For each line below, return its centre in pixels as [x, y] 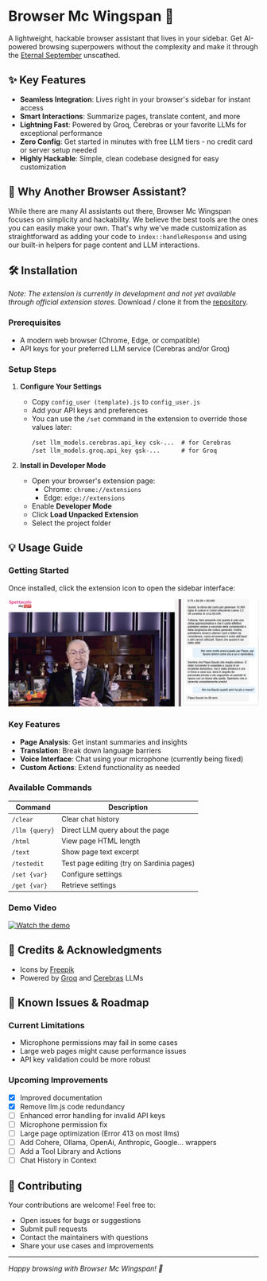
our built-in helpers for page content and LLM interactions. [104, 245]
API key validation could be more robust [85, 1059]
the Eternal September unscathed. [64, 55]
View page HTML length [101, 841]
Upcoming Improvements [58, 1080]
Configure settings [91, 874]
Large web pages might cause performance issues [103, 1051]
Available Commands [50, 788]
